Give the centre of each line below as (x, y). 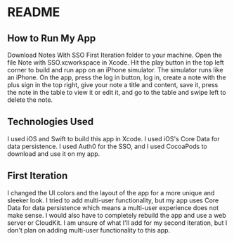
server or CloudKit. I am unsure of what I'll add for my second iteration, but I (117, 223)
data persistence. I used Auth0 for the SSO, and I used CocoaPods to (107, 146)
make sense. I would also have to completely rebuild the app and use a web (117, 215)
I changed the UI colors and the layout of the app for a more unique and (111, 193)
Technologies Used (50, 122)
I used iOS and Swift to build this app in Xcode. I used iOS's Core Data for (113, 138)
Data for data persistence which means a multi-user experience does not (113, 207)
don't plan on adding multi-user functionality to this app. (89, 230)
